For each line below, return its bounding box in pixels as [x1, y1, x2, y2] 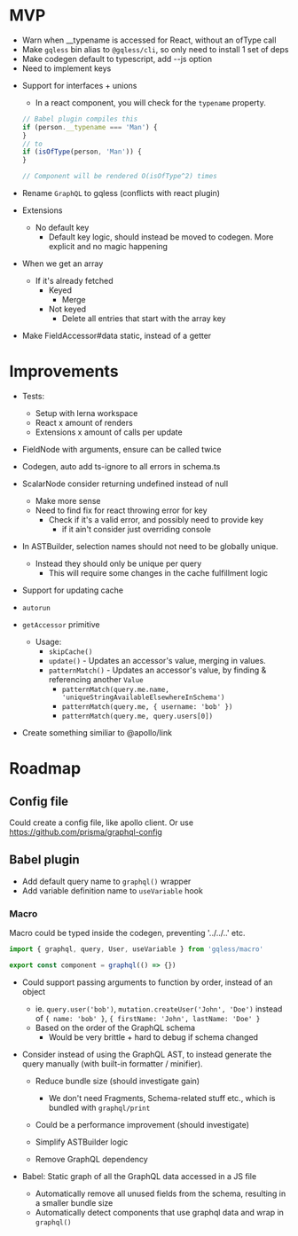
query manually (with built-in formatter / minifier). [21, 1058, 203, 1069]
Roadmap [9, 759, 82, 779]
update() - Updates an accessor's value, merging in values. [48, 656, 266, 665]
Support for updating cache [21, 585, 124, 595]
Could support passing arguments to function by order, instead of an [21, 977, 273, 988]
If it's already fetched [35, 276, 114, 287]
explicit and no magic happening [48, 241, 169, 252]
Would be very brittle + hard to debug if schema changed [48, 1031, 259, 1043]
